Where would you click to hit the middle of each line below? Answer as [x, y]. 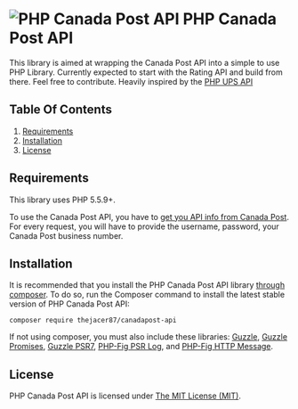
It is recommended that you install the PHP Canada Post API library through [147, 285]
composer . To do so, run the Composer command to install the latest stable [147, 295]
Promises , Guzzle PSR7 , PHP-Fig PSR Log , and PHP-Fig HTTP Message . [141, 347]
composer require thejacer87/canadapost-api [93, 321]
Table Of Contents [61, 110]
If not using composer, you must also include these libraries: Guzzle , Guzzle [148, 337]
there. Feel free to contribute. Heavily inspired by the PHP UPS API [131, 81]
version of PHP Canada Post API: [70, 304]
